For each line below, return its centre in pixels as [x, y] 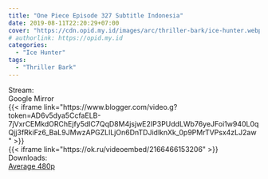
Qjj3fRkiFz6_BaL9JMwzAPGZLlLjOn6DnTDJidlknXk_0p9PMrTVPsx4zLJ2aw [132, 132]
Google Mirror [31, 98]
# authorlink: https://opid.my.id [66, 38]
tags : [17, 60]
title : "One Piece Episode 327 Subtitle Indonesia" [96, 16]
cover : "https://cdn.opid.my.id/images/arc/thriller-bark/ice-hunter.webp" [137, 30]
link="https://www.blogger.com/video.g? [110, 107]
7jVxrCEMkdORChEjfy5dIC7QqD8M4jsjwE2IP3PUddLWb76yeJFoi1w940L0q [134, 123]
